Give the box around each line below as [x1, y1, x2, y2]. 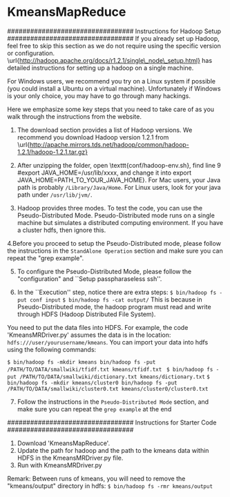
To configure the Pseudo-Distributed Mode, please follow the [17, 267, 192, 275]
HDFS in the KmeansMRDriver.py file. [17, 454, 124, 462]
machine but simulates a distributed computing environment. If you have [17, 218, 223, 226]
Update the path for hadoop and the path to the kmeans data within [17, 446, 209, 454]
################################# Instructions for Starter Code [7, 418, 217, 427]
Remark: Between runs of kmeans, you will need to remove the [7, 474, 186, 483]
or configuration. [7, 49, 55, 57]
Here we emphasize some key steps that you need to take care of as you [7, 105, 215, 113]
